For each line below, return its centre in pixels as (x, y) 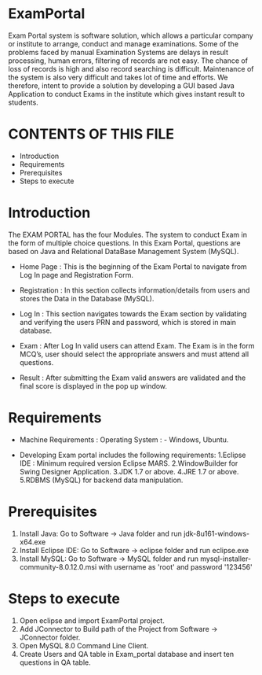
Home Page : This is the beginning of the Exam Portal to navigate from (133, 266)
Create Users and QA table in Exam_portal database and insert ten (127, 654)
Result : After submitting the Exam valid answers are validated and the (133, 378)
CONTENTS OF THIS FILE (91, 134)
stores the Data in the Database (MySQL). (87, 298)
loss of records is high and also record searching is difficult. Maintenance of (131, 68)
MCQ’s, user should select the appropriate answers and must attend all (134, 354)
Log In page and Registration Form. (76, 275)
